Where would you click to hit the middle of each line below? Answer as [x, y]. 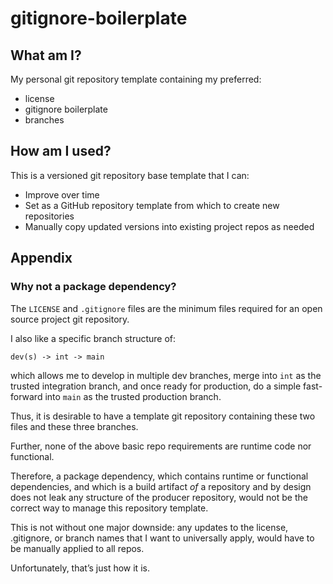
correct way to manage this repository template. [109, 508]
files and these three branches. [74, 426]
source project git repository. [70, 319]
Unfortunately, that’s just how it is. [80, 568]
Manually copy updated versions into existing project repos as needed [169, 226]
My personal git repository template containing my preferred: [136, 79]
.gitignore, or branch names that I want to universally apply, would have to [162, 538]
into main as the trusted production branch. [133, 396]
